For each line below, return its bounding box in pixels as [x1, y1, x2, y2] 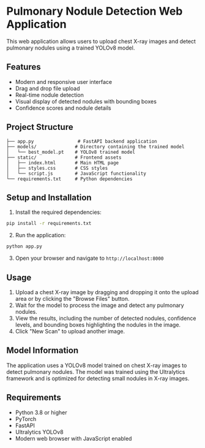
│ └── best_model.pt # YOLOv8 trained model [6, 149, 136, 155]
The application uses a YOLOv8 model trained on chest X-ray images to [6, 362, 187, 369]
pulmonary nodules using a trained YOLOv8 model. [6, 44, 135, 51]
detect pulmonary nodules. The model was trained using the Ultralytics [6, 368, 185, 375]
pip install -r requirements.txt [6, 221, 92, 227]
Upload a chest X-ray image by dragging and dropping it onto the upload [15, 288, 199, 295]
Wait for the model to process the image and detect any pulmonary [15, 302, 185, 309]
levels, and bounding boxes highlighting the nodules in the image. [15, 321, 181, 328]
